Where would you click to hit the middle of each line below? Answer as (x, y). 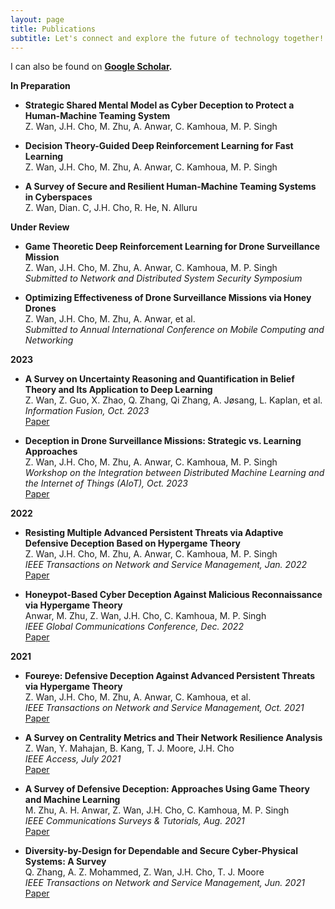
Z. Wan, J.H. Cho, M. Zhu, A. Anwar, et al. (110, 319)
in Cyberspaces (58, 197)
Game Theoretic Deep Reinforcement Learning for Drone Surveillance (172, 247)
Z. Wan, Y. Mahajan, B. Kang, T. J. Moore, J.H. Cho (129, 748)
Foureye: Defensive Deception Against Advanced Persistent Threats (170, 676)
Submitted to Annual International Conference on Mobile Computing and (174, 330)
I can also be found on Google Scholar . (91, 67)
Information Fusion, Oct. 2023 (87, 411)
